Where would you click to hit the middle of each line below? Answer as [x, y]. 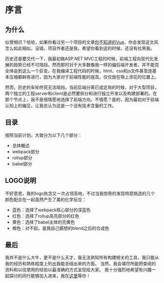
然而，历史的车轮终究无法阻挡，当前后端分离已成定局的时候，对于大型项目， [82, 87]
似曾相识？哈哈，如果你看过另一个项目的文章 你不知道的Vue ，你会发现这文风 [82, 42]
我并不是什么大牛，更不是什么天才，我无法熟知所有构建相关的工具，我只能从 [82, 258]
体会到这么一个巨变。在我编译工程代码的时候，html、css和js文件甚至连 [81, 71]
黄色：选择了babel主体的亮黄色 [43, 222]
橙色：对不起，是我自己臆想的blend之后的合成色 [61, 228]
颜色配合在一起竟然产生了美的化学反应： [46, 199]
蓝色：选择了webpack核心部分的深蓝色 [51, 210]
